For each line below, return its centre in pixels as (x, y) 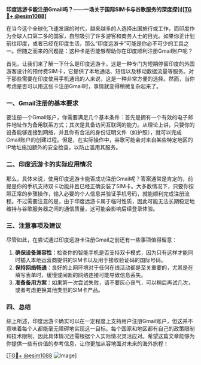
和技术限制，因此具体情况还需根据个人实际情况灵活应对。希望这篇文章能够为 (100, 336)
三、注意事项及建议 (34, 225)
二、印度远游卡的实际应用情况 (49, 164)
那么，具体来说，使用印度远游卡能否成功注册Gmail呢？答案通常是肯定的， (97, 179)
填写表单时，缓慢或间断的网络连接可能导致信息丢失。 (80, 274)
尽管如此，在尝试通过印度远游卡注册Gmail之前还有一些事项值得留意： (92, 240)
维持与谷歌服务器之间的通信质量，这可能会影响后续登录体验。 (82, 209)
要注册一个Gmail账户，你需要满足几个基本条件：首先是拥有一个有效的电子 (97, 117)
